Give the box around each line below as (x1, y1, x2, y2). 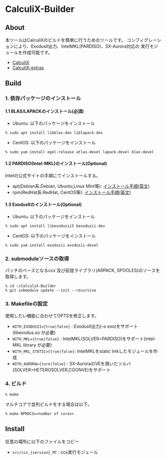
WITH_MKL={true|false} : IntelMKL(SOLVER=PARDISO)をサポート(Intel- (12, 336, 156, 342)
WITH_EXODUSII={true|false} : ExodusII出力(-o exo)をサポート (12, 323, 138, 329)
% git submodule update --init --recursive (5, 288, 97, 293)
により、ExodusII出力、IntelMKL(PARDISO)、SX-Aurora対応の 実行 (13, 43, 150, 49)
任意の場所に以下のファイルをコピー (5, 439, 79, 445)
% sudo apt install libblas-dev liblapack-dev (5, 130, 103, 135)
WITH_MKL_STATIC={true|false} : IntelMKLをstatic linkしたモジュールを (12, 348, 154, 354)
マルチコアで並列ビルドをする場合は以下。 (5, 401, 92, 407)
